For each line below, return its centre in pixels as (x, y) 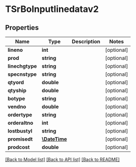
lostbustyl (20, 131)
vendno (17, 107)
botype (16, 98)
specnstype (22, 74)
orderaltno (20, 123)
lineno (15, 50)
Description (86, 42)
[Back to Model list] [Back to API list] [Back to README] (62, 160)
